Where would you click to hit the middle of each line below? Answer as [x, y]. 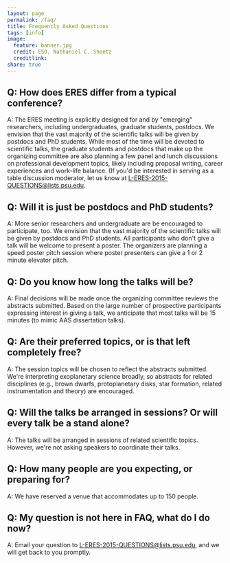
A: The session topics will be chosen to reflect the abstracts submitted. [107, 369]
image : [16, 39]
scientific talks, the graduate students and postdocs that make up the [105, 149]
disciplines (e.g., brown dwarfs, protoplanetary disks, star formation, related [115, 384]
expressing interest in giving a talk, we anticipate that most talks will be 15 [112, 313]
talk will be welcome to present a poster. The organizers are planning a [107, 245]
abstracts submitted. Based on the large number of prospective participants [114, 306]
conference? [35, 103]
